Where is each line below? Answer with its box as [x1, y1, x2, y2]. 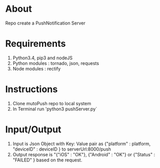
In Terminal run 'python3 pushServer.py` [12, 106, 98, 112]
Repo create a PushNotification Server [5, 20, 86, 26]
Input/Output [5, 124, 62, 135]
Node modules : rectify [12, 65, 61, 71]
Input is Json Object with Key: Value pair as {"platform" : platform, [12, 140, 151, 147]
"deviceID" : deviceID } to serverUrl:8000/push [12, 146, 111, 152]
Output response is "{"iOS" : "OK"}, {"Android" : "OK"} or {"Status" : [12, 151, 155, 157]
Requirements [5, 38, 66, 50]
